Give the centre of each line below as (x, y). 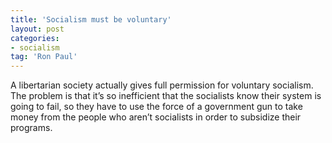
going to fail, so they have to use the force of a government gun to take (156, 107)
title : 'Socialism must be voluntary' (91, 19)
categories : (35, 38)
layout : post (37, 29)
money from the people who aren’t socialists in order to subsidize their (156, 117)
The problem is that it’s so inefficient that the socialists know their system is (166, 96)
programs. (31, 128)
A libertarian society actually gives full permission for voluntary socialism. (162, 85)
